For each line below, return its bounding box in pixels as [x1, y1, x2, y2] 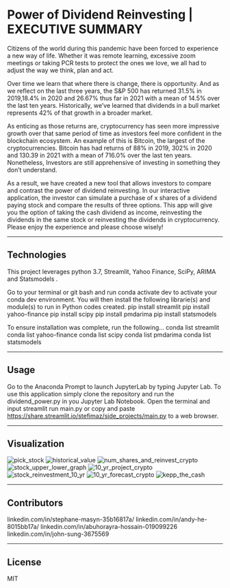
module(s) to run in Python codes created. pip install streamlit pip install [7, 302, 210, 310]
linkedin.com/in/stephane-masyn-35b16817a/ [7, 515, 135, 523]
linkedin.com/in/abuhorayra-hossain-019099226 [40, 523, 178, 531]
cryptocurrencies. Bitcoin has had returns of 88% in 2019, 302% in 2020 [7, 144, 212, 152]
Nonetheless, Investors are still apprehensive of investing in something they [7, 158, 220, 166]
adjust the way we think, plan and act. [7, 66, 114, 74]
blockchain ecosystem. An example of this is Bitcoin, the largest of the [7, 136, 205, 144]
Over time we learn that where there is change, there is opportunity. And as [7, 79, 220, 87]
